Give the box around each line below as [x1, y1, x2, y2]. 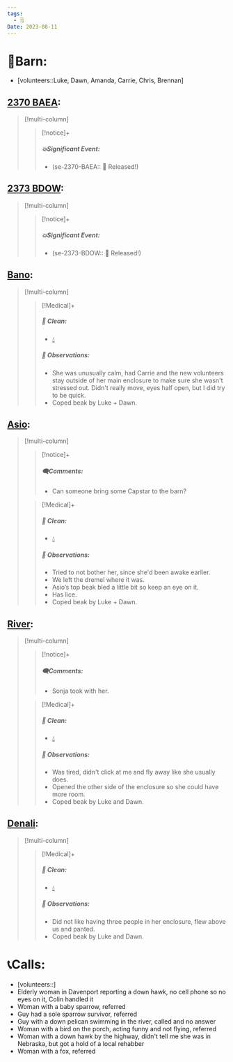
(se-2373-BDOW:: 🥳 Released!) [51, 248, 141, 257]
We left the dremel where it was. [51, 576, 145, 584]
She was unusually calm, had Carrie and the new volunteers [51, 368, 224, 377]
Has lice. [51, 590, 77, 599]
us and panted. [51, 925, 95, 933]
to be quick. [51, 391, 86, 399]
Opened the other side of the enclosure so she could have [51, 783, 219, 791]
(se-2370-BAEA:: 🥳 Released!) [51, 163, 139, 171]
